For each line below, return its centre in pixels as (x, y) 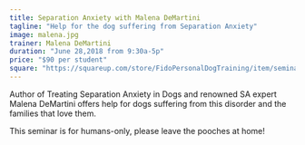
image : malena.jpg (44, 34)
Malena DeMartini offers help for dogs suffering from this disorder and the (148, 103)
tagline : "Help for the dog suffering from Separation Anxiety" (133, 26)
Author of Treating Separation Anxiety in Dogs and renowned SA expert (143, 94)
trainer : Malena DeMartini (60, 43)
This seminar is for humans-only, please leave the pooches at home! (138, 130)
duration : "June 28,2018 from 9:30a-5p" (87, 52)
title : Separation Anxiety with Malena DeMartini (105, 18)
